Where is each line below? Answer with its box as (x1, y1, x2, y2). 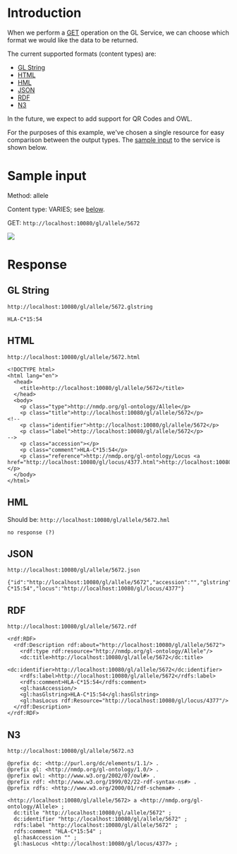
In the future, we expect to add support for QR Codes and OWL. (7, 114, 193, 123)
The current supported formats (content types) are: (7, 49, 157, 58)
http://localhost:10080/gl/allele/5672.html (7, 353, 140, 361)
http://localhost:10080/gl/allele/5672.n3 (7, 747, 134, 754)
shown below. (7, 143, 48, 151)
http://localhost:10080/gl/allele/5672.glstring (7, 303, 153, 310)
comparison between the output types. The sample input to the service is (7, 136, 221, 144)
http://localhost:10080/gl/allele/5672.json (7, 567, 140, 574)
